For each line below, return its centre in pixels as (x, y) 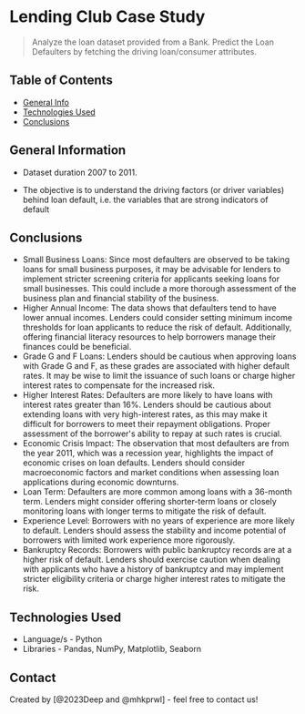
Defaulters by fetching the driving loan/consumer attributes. (144, 51)
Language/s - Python (62, 639)
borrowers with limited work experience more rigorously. (129, 540)
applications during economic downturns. (101, 482)
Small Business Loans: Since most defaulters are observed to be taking (156, 260)
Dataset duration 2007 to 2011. (80, 172)
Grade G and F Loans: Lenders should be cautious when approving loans (159, 356)
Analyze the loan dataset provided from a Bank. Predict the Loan (153, 42)
